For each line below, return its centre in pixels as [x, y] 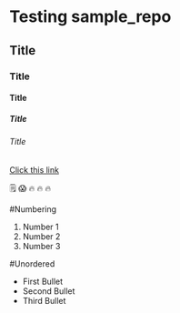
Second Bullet [49, 291]
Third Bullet [44, 300]
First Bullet [43, 281]
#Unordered [32, 263]
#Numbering [33, 209]
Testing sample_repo [90, 17]
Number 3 [41, 246]
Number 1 [40, 227]
